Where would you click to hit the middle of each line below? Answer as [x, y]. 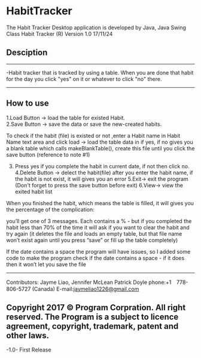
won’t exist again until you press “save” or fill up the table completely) [92, 240]
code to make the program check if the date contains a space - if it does [95, 258]
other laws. [28, 335]
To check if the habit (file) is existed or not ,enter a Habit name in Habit [93, 135]
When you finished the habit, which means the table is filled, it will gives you [100, 203]
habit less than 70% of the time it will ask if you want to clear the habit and [98, 227]
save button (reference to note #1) [48, 155]
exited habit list [33, 192]
